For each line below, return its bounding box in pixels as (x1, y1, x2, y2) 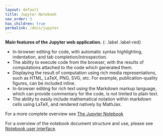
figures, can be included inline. (12, 80, 76, 87)
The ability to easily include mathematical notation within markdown (12, 96, 152, 102)
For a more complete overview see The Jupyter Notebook (5, 111, 124, 117)
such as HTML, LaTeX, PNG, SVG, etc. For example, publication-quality (12, 75, 158, 81)
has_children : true (5, 21, 46, 26)
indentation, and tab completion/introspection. (12, 54, 108, 60)
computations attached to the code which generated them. (12, 65, 133, 71)
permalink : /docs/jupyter (5, 26, 59, 31)
